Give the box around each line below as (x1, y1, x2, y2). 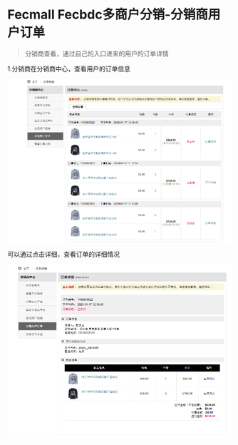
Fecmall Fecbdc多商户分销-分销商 (7, 6, 209, 23)
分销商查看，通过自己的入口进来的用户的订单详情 (24, 49, 169, 58)
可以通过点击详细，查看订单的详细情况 (7, 250, 120, 258)
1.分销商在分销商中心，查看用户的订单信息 (7, 64, 130, 73)
